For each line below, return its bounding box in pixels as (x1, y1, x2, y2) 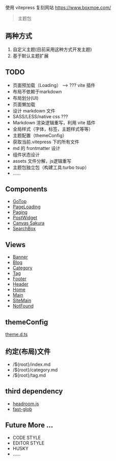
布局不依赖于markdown (12, 89, 62, 95)
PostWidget (12, 214, 37, 221)
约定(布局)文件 (5, 347, 51, 356)
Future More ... (5, 421, 53, 430)
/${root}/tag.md (12, 372, 46, 378)
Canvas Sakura (12, 220, 45, 226)
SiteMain (12, 297, 32, 303)
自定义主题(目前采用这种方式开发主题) (12, 46, 93, 52)
